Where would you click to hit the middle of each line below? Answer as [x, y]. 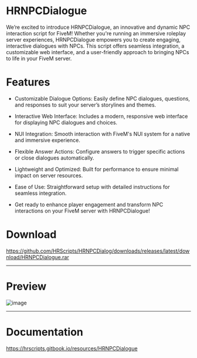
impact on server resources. [49, 175]
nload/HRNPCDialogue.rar [38, 257]
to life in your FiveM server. [39, 58]
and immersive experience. [47, 140]
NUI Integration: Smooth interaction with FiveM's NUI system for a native [102, 134]
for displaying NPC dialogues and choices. [66, 122]
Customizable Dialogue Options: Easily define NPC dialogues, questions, [102, 98]
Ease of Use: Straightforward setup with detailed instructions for [92, 187]
